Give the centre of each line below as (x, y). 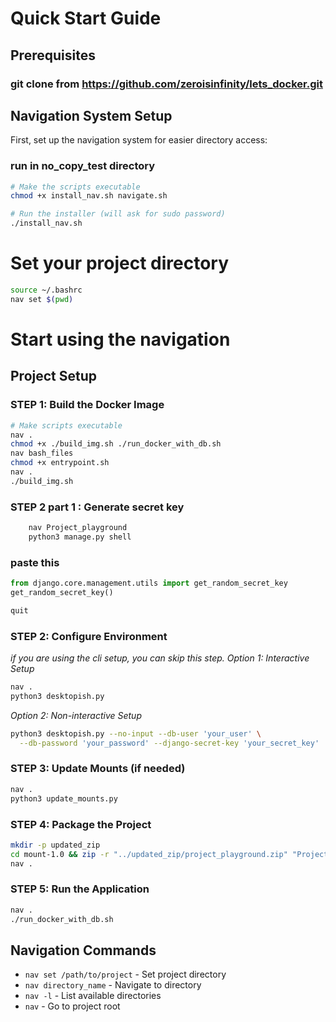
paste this (35, 562)
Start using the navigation (120, 339)
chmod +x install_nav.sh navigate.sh (89, 196)
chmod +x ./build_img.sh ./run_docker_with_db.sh (116, 444)
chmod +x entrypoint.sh (60, 463)
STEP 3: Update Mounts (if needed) (98, 769)
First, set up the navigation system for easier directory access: (139, 140)
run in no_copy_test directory (83, 166)
